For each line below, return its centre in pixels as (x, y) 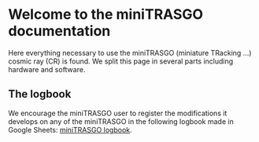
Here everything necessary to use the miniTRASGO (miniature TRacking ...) (130, 53)
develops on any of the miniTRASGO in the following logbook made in (121, 121)
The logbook (40, 95)
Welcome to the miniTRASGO (105, 15)
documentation (59, 31)
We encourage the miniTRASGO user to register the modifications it (118, 113)
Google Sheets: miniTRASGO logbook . (70, 129)
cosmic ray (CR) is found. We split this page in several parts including (121, 61)
